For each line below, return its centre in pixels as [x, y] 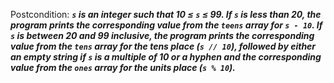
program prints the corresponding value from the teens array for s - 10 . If [166, 25]
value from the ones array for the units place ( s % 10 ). [123, 67]
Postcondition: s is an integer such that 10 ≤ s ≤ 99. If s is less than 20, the [166, 14]
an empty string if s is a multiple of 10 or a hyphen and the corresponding [166, 57]
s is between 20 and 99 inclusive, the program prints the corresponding [162, 35]
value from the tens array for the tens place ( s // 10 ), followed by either [163, 46]
